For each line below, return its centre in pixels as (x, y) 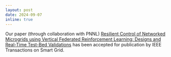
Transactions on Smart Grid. (35, 50)
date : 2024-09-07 (24, 15)
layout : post (19, 10)
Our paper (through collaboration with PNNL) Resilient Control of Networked (86, 34)
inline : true (19, 19)
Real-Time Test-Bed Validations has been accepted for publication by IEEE (83, 45)
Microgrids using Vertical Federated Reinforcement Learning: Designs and (83, 39)
